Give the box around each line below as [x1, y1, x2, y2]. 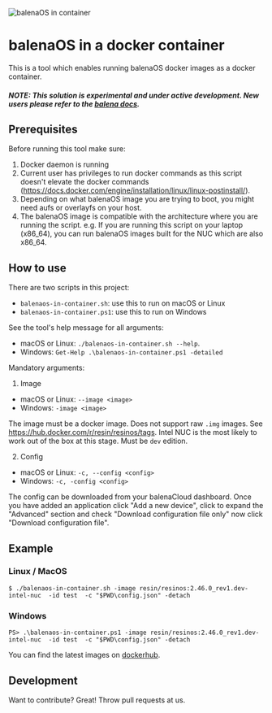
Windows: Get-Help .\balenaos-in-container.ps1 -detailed [19, 347, 223, 357]
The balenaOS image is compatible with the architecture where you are [19, 211, 258, 221]
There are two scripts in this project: [8, 283, 130, 293]
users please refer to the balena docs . [8, 98, 140, 109]
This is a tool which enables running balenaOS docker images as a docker [8, 63, 256, 72]
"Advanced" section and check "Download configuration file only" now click [8, 509, 264, 520]
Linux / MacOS [8, 566, 67, 577]
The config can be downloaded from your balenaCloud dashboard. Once [8, 492, 252, 502]
